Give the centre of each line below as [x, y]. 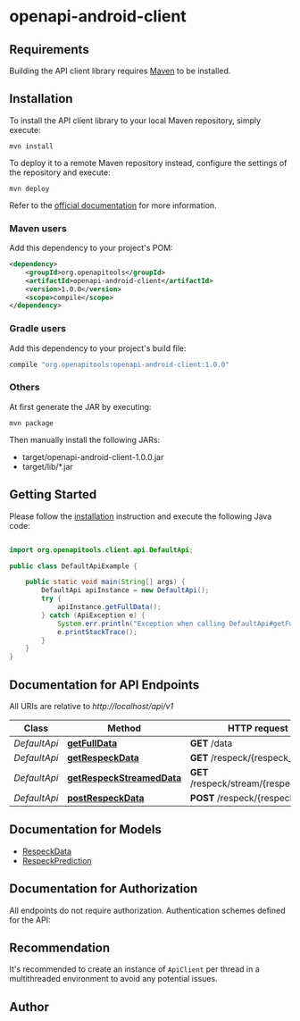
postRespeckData [105, 798]
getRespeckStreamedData [124, 777]
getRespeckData [103, 757]
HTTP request [258, 728]
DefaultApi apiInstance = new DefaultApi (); [125, 590]
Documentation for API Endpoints [104, 685]
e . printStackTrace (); [97, 632]
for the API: [30, 920]
